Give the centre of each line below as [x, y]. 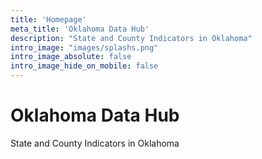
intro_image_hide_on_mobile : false [84, 66]
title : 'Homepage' [48, 19]
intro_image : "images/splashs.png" [84, 47]
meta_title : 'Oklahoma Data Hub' [80, 29]
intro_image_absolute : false [71, 57]
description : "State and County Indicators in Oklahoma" [131, 38]
